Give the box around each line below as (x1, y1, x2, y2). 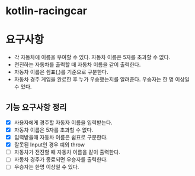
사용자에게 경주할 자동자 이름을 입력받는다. (14, 119, 113, 126)
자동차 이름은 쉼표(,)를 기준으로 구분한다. (14, 69, 108, 76)
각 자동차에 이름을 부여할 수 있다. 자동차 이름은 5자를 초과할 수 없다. (14, 54, 171, 61)
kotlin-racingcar (5, 4, 87, 18)
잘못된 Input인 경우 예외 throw (14, 141, 85, 148)
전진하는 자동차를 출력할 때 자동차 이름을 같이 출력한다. (14, 61, 141, 69)
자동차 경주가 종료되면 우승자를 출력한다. (14, 156, 108, 163)
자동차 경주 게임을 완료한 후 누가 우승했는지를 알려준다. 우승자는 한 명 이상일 (14, 76, 190, 83)
